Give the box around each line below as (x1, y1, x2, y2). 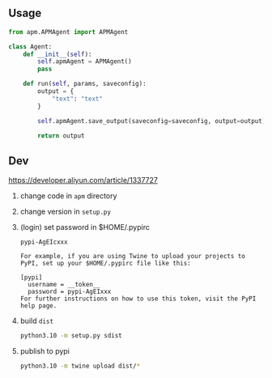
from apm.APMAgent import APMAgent (8, 28, 129, 36)
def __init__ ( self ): (23, 50, 92, 58)
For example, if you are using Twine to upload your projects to (19, 253, 245, 261)
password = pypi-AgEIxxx (28, 287, 112, 296)
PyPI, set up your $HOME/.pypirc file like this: (19, 259, 192, 268)
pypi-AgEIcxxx (19, 238, 68, 246)
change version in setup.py (19, 206, 112, 217)
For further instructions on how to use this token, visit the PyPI (19, 295, 257, 303)
